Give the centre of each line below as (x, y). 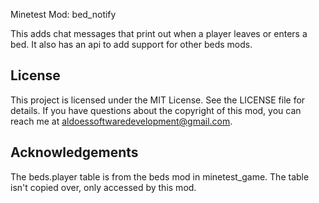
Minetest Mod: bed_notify (63, 14)
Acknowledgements (74, 152)
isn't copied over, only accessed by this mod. (103, 187)
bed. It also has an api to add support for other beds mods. (131, 44)
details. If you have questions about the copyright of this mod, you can (156, 110)
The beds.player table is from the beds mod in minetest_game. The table (160, 176)
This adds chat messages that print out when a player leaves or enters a (159, 33)
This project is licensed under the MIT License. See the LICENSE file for (158, 100)
